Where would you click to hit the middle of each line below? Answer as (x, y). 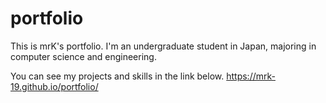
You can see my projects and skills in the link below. (117, 76)
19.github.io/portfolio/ (54, 86)
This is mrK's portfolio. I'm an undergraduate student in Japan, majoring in (163, 46)
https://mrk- (251, 76)
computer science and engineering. (83, 56)
